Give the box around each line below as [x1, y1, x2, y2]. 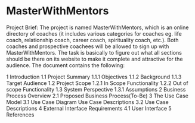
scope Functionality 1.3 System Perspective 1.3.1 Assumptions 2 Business [6, 86, 186, 93]
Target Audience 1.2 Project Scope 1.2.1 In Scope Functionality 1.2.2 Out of [6, 79, 189, 87]
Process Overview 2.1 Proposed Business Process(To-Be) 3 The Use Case [6, 92, 189, 99]
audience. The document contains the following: [6, 61, 125, 69]
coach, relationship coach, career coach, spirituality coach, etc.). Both [6, 36, 179, 43]
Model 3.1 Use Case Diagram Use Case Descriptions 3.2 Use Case [6, 98, 169, 105]
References [6, 111, 35, 118]
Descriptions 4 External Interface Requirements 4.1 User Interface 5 [6, 105, 172, 112]
